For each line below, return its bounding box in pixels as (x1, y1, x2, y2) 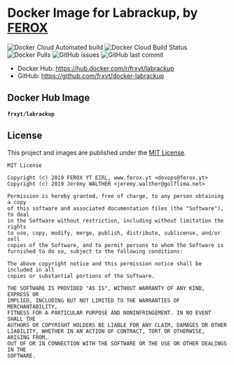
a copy (7, 199, 27, 206)
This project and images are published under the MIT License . (7, 148, 187, 157)
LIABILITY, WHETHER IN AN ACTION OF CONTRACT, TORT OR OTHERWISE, (7, 328, 205, 335)
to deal (7, 211, 30, 218)
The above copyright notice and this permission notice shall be (7, 260, 202, 267)
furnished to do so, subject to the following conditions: (7, 248, 184, 255)
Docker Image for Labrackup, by (7, 5, 198, 21)
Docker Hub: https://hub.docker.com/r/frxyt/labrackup (17, 64, 174, 72)
